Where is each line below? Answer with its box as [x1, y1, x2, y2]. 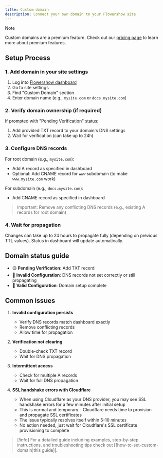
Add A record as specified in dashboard [12, 165, 92, 171]
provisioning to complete [19, 427, 70, 433]
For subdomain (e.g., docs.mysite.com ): [5, 185, 84, 191]
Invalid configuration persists [12, 309, 73, 315]
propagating [12, 277, 37, 283]
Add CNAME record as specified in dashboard [12, 194, 105, 200]
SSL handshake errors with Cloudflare [12, 387, 91, 393]
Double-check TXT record [19, 348, 72, 354]
